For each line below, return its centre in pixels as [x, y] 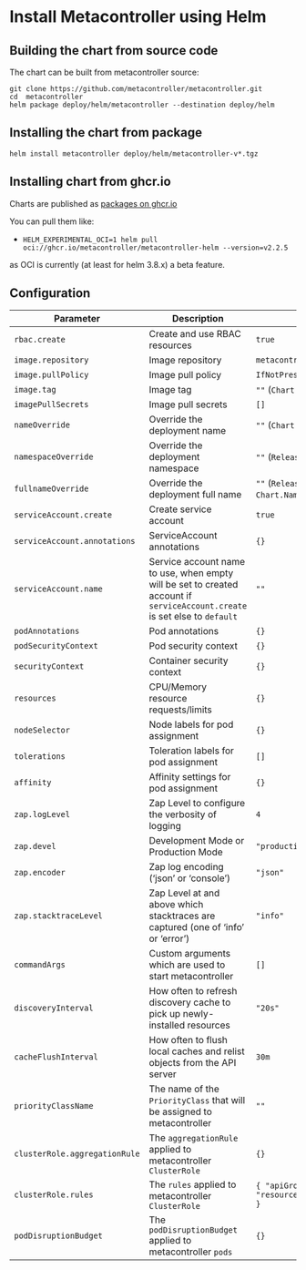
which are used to [187, 965]
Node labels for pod [191, 724]
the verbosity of [183, 814]
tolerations [40, 757]
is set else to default [194, 617]
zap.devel [35, 846]
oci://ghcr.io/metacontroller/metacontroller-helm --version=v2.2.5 [155, 248]
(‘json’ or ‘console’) [189, 878]
